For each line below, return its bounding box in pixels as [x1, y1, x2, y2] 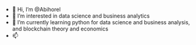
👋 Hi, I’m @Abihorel [12, 6, 61, 13]
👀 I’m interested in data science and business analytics [12, 12, 150, 19]
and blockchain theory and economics [12, 25, 108, 32]
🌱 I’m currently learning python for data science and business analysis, [12, 19, 191, 26]
